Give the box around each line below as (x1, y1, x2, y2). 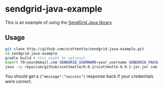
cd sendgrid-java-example (5, 51, 57, 56)
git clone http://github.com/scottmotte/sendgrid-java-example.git (5, 46, 145, 52)
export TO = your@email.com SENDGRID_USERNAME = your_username (5, 60, 127, 65)
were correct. (5, 79, 33, 85)
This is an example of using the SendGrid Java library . (5, 19, 113, 25)
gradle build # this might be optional (5, 55, 86, 60)
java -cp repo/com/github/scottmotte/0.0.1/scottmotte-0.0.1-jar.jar (5, 65, 149, 70)
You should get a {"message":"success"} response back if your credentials (5, 73, 154, 79)
